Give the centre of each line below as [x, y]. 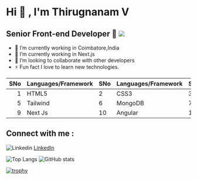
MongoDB [130, 103]
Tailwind [38, 103]
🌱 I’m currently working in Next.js [55, 54]
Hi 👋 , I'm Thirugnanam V [68, 12]
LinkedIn [44, 148]
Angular [127, 113]
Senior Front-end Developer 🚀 [62, 34]
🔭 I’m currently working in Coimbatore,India [67, 48]
